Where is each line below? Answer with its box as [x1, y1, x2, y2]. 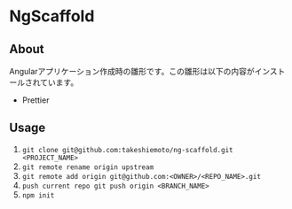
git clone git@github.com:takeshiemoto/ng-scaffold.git [21, 145, 233, 154]
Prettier [21, 95, 50, 105]
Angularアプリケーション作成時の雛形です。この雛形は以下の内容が [9, 66, 255, 76]
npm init [21, 190, 55, 200]
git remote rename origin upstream [21, 162, 154, 172]
